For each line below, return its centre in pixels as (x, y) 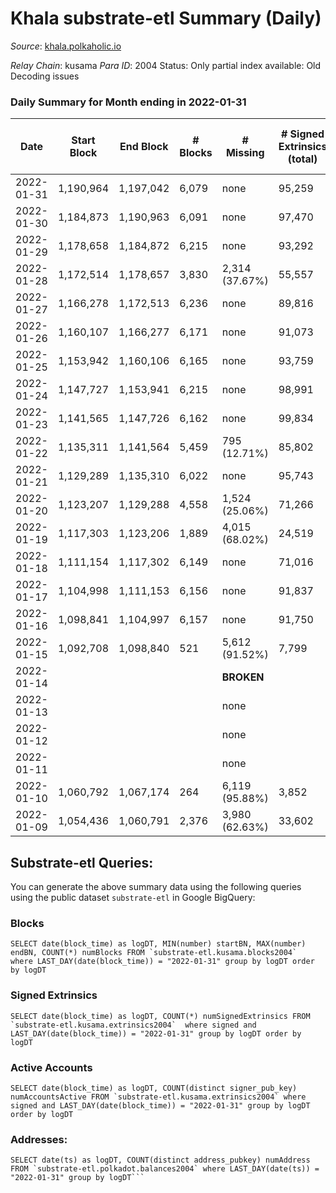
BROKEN (243, 677)
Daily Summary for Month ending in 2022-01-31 (128, 102)
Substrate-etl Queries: (82, 862)
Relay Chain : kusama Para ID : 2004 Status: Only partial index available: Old (166, 65)
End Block (144, 147)
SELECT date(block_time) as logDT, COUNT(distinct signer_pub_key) (154, 1088)
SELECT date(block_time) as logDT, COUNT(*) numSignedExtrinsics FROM (160, 1016)
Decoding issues (45, 76)
